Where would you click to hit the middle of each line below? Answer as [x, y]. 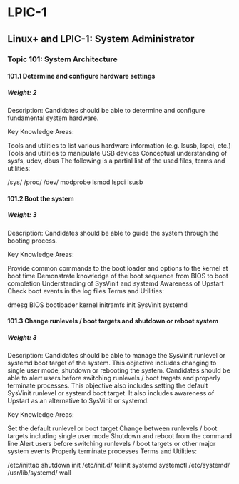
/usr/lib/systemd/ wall [39, 473]
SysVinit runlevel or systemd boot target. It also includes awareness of [111, 393]
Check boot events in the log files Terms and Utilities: [86, 291]
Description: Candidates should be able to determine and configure [106, 111]
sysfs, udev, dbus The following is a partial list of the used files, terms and [116, 161]
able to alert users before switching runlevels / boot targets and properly [114, 378]
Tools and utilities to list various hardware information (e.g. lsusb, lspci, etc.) [119, 146]
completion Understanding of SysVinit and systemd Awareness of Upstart [116, 283]
